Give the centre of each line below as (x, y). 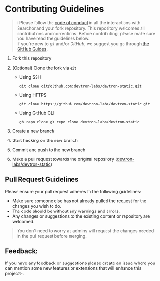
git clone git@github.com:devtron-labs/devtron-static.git (80, 86)
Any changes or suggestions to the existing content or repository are (81, 216)
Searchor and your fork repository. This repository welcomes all (81, 28)
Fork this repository (32, 58)
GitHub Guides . (32, 49)
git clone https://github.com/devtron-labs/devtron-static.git (85, 104)
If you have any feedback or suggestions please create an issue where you (80, 263)
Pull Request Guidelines (42, 180)
